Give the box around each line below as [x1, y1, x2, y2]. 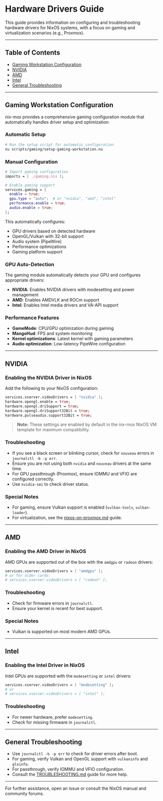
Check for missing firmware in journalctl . [12, 719, 97, 725]
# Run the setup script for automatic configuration [5, 142, 114, 147]
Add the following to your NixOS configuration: [5, 385, 98, 391]
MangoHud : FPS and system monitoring [12, 330, 93, 337]
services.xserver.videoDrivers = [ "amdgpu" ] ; [5, 569, 103, 573]
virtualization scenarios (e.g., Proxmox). [5, 30, 85, 36]
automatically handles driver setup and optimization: [5, 119, 110, 125]
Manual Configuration [5, 158, 58, 165]
